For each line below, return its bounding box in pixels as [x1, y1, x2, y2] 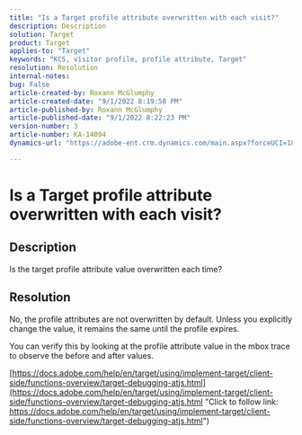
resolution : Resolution [9, 64, 99, 73]
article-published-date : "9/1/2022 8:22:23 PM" [9, 113, 191, 122]
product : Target [9, 38, 70, 48]
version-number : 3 [9, 122, 78, 131]
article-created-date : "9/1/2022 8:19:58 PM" [9, 96, 182, 106]
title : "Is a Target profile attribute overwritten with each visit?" [9, 13, 280, 22]
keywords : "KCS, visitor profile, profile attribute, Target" [9, 55, 247, 64]
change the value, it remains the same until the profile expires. [9, 323, 240, 333]
